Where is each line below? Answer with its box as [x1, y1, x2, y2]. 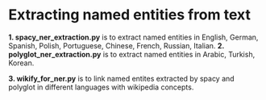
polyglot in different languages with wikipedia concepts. [8, 82, 194, 92]
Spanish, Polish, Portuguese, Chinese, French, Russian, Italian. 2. [8, 40, 225, 50]
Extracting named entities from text [8, 6, 251, 24]
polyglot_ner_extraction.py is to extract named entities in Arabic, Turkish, [8, 49, 256, 59]
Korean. [8, 58, 35, 68]
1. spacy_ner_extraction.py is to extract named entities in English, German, [8, 32, 259, 42]
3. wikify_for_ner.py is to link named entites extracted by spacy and [8, 73, 235, 83]
